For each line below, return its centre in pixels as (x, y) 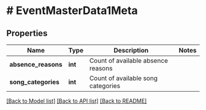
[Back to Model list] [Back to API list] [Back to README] (77, 101)
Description (131, 50)
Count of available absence (129, 61)
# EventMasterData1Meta (72, 11)
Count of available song (124, 78)
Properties (27, 33)
